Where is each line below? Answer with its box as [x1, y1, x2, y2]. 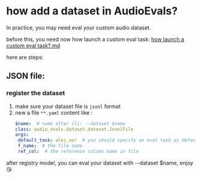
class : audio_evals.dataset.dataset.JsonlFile [14, 126, 134, 132]
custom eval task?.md [6, 42, 61, 49]
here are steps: [6, 53, 44, 61]
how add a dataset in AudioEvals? [6, 4, 178, 18]
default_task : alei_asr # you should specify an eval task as [17, 137, 179, 143]
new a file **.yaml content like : [14, 109, 93, 116]
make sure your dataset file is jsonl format [14, 102, 121, 110]
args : [14, 132, 29, 138]
